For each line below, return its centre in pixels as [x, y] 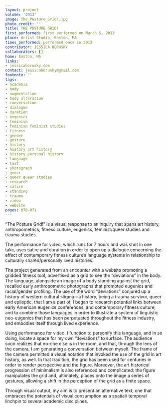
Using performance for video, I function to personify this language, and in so [84, 333]
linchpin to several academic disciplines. [47, 401]
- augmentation [21, 94]
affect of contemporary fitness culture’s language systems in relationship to [83, 255]
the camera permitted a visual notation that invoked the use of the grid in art [83, 354]
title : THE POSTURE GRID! [32, 29]
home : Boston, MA [23, 56]
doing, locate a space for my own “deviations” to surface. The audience [79, 338]
